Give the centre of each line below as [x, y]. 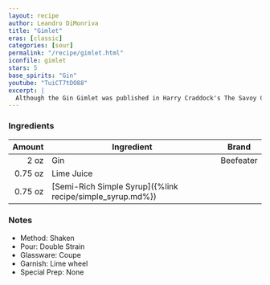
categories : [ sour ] [41, 46]
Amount [28, 147]
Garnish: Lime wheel [54, 263]
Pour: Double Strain [52, 246]
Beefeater [239, 160]
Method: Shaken [47, 238]
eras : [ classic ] [35, 38]
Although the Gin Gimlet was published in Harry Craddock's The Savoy [136, 98]
